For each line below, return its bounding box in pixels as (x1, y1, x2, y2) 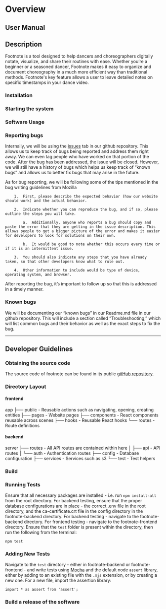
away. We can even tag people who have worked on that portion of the (5, 154, 149, 160)
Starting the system (5, 105, 54, 112)
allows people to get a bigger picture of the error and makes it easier (5, 229, 161, 234)
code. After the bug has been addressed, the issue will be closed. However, (5, 159, 159, 165)
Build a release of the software (5, 599, 80, 606)
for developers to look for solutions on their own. (5, 233, 116, 238)
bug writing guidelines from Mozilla (5, 185, 77, 191)
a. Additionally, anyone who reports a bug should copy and (23, 220, 152, 225)
